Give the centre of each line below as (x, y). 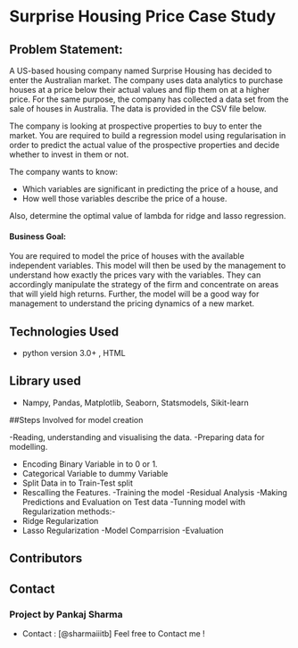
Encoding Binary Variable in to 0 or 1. (90, 464)
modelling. (29, 446)
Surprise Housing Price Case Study (143, 17)
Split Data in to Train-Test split (78, 483)
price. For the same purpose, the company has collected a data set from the (149, 99)
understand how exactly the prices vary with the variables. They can (135, 275)
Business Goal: (38, 236)
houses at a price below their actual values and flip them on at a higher (140, 90)
